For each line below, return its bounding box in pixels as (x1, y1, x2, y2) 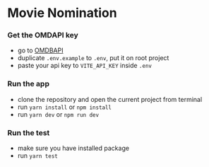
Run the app (7, 79, 49, 89)
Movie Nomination (7, 5, 118, 21)
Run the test (7, 127, 50, 137)
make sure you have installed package (17, 144, 129, 153)
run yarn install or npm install (17, 103, 112, 111)
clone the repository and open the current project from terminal (17, 95, 203, 103)
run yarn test (17, 151, 58, 160)
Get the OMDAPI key (7, 30, 79, 40)
